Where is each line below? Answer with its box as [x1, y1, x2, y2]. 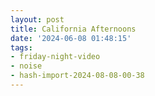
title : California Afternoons [10, 24, 137, 34]
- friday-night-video [10, 52, 101, 62]
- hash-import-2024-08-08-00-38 [10, 71, 145, 81]
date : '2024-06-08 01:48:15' [10, 33, 132, 43]
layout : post [10, 14, 65, 25]
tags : [10, 42, 33, 53]
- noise [10, 61, 43, 71]
